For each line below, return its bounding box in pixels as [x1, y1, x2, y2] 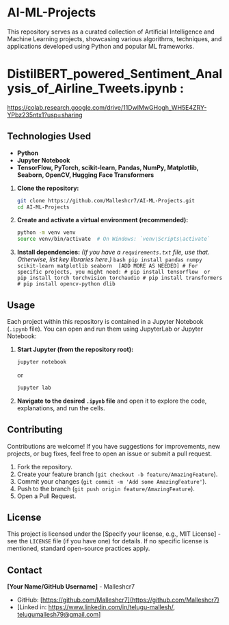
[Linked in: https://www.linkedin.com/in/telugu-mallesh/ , [16, 603, 176, 611]
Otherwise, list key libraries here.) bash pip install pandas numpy [16, 255, 203, 263]
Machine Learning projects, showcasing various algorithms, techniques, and [7, 34, 222, 43]
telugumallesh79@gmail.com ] [16, 611, 101, 619]
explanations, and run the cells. [16, 403, 105, 412]
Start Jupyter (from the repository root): [16, 345, 134, 353]
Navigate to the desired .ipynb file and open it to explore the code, [16, 397, 207, 405]
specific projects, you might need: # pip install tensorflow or [16, 269, 211, 276]
